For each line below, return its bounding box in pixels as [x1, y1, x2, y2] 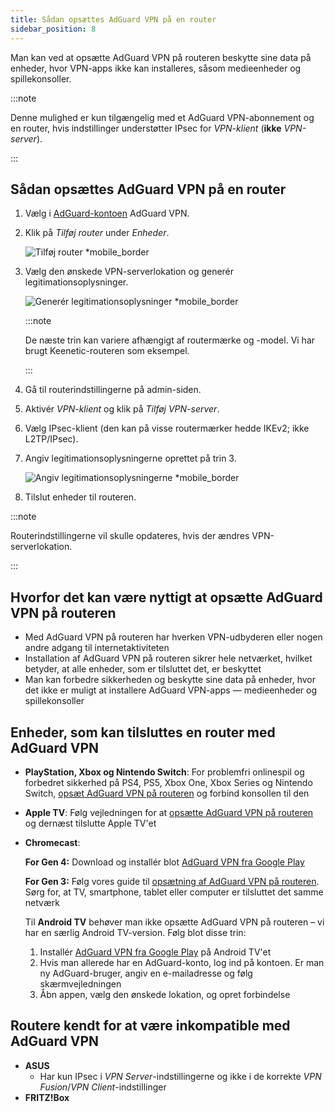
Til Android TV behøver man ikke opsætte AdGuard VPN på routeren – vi [24, 916, 325, 928]
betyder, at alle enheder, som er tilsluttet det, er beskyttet [24, 663, 262, 675]
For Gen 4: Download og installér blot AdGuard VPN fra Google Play [24, 856, 305, 868]
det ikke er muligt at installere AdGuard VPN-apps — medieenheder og [24, 684, 317, 696]
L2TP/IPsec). [24, 433, 79, 445]
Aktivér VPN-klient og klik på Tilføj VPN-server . [24, 403, 220, 415]
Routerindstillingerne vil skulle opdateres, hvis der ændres [10, 530, 250, 542]
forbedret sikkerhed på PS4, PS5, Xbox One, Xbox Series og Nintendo [24, 776, 313, 788]
